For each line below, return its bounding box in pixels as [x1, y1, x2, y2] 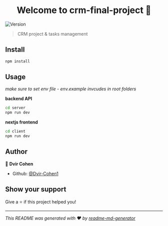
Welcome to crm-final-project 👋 [16, 5, 151, 16]
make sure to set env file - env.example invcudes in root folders [5, 86, 136, 92]
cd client [5, 129, 26, 134]
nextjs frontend [5, 119, 38, 125]
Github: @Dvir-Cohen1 [12, 170, 58, 176]
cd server [5, 105, 26, 110]
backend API [5, 95, 32, 102]
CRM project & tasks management [17, 31, 88, 37]
